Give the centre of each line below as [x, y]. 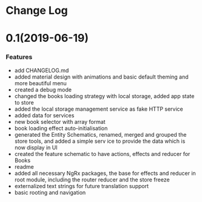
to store [24, 102]
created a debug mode [43, 90]
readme [24, 166]
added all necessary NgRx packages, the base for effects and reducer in [105, 173]
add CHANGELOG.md [42, 70]
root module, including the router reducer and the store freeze [92, 180]
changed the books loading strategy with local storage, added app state [104, 96]
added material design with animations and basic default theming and [101, 77]
